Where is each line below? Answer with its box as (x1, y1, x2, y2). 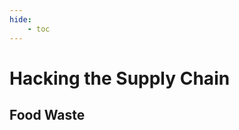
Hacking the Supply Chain (9, 67, 231, 90)
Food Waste (9, 107, 86, 124)
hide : (9, 14, 32, 25)
